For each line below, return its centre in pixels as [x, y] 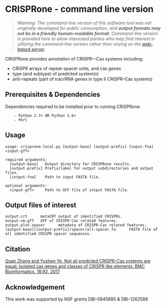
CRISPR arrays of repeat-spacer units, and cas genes [66, 68]
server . [38, 49]
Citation [18, 249]
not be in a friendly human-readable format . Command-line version [87, 33]
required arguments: [26, 160]
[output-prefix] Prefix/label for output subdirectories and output [82, 168]
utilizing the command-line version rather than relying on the [79, 44]
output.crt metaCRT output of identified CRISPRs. [64, 217]
